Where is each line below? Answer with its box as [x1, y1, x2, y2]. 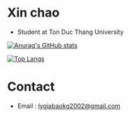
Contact [7, 79, 55, 95]
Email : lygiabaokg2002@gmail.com [17, 102, 121, 110]
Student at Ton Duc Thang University [17, 28, 124, 36]
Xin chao [7, 5, 60, 21]
